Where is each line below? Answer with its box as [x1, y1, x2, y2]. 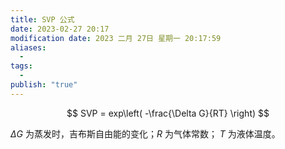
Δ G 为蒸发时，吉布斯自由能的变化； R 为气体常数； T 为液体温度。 [10, 127, 281, 140]
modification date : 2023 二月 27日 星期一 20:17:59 [10, 33, 222, 43]
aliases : [10, 42, 47, 53]
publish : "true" [10, 80, 78, 90]
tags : [10, 61, 33, 71]
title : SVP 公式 [10, 14, 75, 25]
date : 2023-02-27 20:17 [10, 24, 110, 34]
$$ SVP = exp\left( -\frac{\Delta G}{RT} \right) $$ [66, 107, 270, 119]
